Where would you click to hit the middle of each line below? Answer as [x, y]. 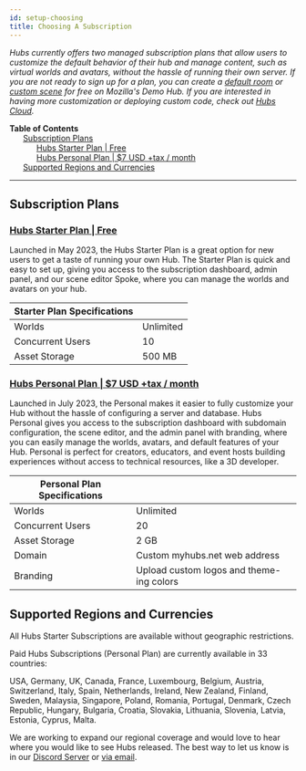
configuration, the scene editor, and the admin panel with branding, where [148, 432]
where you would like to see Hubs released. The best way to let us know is [149, 747]
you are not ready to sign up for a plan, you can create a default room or [147, 81]
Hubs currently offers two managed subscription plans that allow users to [148, 52]
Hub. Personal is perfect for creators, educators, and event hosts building [148, 452]
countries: [28, 663]
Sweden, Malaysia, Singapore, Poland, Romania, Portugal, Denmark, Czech [150, 701]
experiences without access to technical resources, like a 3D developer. [144, 462]
